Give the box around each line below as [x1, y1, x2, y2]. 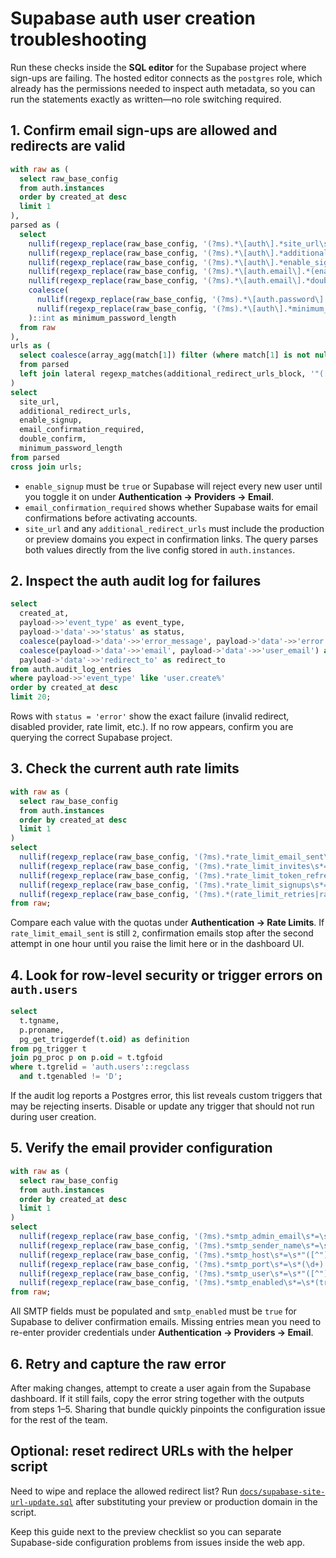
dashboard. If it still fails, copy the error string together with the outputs [10, 1392, 305, 1404]
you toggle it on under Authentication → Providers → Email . [24, 490, 274, 502]
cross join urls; [10, 462, 83, 472]
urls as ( [10, 341, 52, 351]
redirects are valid [10, 138, 126, 155]
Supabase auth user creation [10, 7, 256, 30]
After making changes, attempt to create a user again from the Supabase [10, 1382, 312, 1394]
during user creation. [10, 1111, 97, 1123]
